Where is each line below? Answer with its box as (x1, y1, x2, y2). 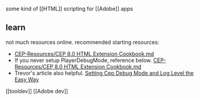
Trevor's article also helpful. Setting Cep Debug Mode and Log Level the (14, 69, 194, 77)
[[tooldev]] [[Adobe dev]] (5, 87, 69, 95)
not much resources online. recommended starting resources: (5, 39, 160, 46)
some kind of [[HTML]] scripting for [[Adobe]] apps (5, 5, 133, 12)
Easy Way (14, 75, 39, 83)
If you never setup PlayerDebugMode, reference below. (14, 57, 152, 64)
